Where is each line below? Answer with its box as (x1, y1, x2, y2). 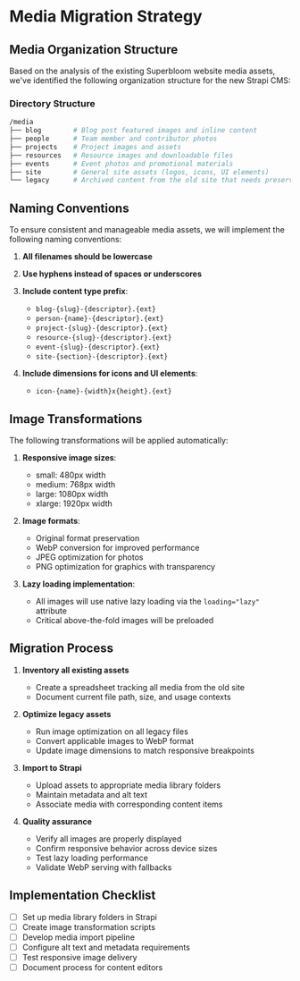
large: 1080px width (35, 488, 109, 499)
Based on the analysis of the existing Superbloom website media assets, (9, 65, 276, 76)
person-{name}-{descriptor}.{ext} (35, 315, 164, 324)
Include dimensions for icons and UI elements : (21, 368, 198, 379)
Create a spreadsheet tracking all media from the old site (35, 681, 246, 692)
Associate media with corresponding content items (35, 799, 223, 809)
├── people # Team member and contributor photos (9, 134, 218, 144)
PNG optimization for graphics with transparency (35, 561, 216, 571)
